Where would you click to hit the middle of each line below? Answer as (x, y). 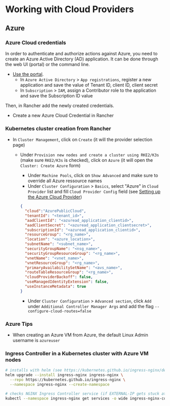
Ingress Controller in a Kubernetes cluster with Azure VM (77, 354)
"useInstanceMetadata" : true (55, 287)
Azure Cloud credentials (36, 43)
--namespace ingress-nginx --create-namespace (60, 385)
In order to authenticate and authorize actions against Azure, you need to (81, 53)
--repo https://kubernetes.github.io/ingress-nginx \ (68, 380)
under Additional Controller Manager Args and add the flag (91, 306)
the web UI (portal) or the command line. (48, 64)
